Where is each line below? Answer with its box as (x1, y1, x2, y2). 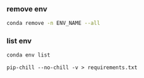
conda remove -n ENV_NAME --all (6, 20, 100, 27)
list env (6, 36, 32, 46)
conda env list (6, 52, 51, 59)
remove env (6, 4, 48, 14)
